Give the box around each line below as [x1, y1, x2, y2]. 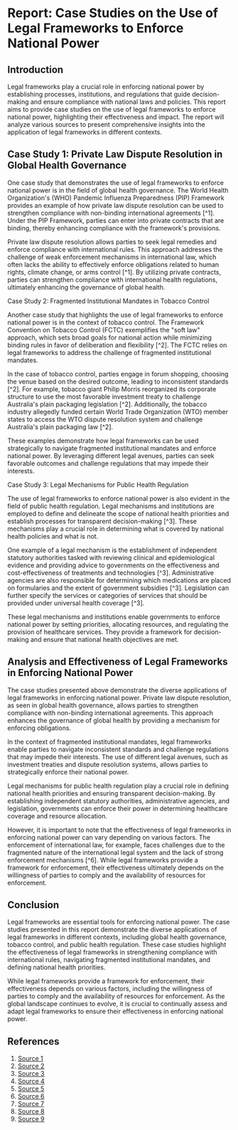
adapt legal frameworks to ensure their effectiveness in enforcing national [7, 1007, 224, 1015]
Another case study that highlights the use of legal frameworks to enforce [7, 310, 224, 319]
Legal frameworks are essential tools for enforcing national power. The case [7, 918, 230, 926]
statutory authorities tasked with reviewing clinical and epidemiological [7, 553, 215, 561]
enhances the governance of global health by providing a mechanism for [7, 716, 220, 724]
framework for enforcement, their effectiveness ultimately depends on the [7, 863, 224, 872]
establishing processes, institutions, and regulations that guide [7, 90, 190, 98]
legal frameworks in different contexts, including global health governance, [7, 933, 227, 941]
